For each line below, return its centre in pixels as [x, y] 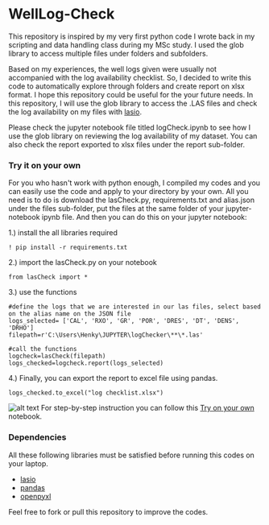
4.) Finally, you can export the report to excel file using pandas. [113, 378]
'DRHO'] [21, 328]
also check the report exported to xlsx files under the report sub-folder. [127, 144]
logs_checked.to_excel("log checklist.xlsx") [86, 393]
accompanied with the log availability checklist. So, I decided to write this [130, 77]
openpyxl [35, 496]
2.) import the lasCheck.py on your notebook [83, 262]
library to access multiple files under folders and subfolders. [108, 53]
